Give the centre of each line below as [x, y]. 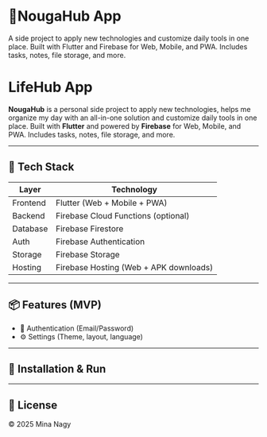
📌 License [33, 405]
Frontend [29, 203]
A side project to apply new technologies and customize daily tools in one [129, 38]
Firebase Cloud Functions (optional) [122, 215]
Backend [29, 215]
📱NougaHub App [65, 16]
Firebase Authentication [100, 242]
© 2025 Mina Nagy [40, 424]
